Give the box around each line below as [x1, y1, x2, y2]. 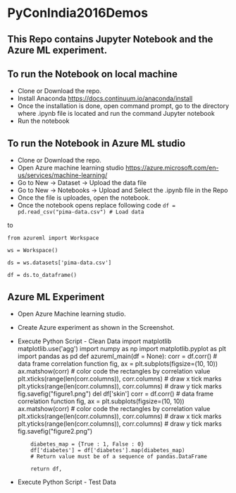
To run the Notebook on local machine [7, 68, 178, 80]
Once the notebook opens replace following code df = [17, 201, 176, 210]
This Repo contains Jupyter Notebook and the [7, 33, 213, 45]
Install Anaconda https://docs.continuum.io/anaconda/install [17, 94, 193, 103]
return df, [30, 465, 63, 473]
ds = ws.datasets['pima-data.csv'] [7, 259, 112, 266]
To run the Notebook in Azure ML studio [7, 137, 186, 149]
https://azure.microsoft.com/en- [125, 164, 219, 172]
